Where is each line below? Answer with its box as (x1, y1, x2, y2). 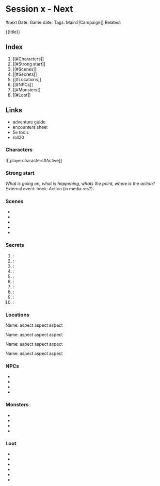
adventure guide (12, 119, 46, 125)
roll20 (12, 134, 25, 140)
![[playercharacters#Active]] (5, 157, 62, 163)
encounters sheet (12, 124, 48, 130)
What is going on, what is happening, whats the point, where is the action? (5, 181, 155, 186)
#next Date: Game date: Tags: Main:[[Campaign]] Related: (5, 19, 121, 25)
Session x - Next (5, 3, 73, 15)
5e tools (12, 129, 29, 135)
